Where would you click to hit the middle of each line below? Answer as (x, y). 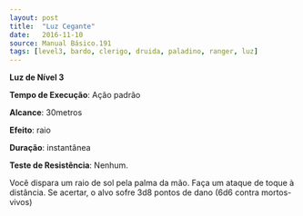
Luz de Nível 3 (37, 77)
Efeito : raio (30, 130)
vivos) (21, 202)
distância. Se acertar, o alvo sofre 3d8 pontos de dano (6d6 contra (134, 192)
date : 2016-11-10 (46, 34)
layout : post (34, 18)
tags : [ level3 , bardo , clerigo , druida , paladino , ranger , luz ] (134, 52)
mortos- (276, 192)
